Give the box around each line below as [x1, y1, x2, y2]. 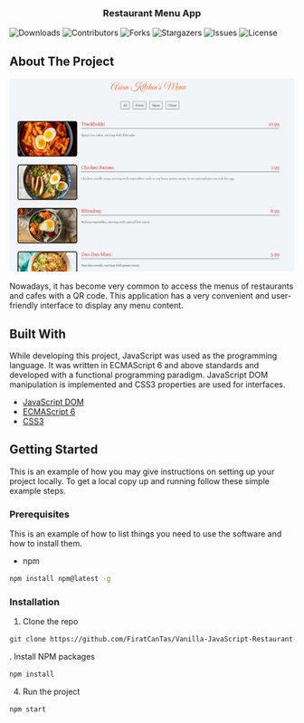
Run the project [22, 686, 81, 698]
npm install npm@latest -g [9, 575, 111, 584]
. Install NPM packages [9, 652, 95, 662]
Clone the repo [22, 616, 79, 627]
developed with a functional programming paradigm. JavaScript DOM [9, 369, 269, 380]
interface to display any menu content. [40, 300, 184, 311]
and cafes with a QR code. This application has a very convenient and [9, 290, 270, 301]
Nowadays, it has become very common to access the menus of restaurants [9, 281, 294, 291]
